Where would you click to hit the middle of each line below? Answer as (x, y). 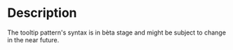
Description (42, 13)
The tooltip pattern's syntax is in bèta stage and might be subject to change (117, 32)
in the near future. (33, 39)
